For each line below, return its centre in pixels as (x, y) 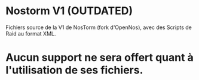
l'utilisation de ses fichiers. (74, 70)
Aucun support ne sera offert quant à (99, 58)
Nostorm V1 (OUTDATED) (69, 11)
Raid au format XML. (31, 33)
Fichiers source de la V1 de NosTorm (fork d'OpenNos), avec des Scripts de (99, 27)
